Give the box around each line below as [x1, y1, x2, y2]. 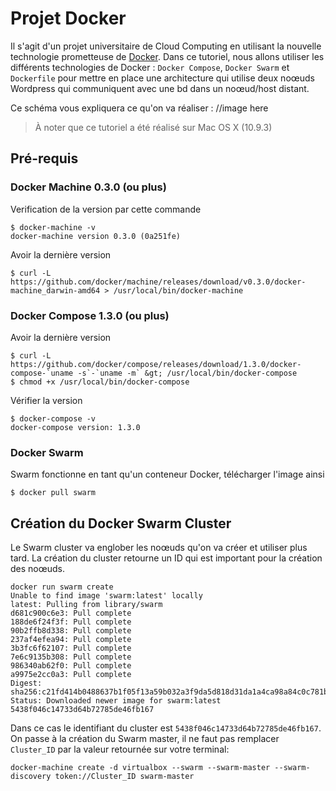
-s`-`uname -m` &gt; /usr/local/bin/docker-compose [77, 368, 298, 378]
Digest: [10, 678, 43, 689]
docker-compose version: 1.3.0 [10, 422, 141, 432]
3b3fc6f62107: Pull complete [10, 643, 132, 654]
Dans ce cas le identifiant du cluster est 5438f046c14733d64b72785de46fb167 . [10, 722, 322, 734]
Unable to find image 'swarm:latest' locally [10, 591, 203, 601]
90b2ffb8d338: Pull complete [10, 626, 132, 636]
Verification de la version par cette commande [10, 203, 202, 215]
